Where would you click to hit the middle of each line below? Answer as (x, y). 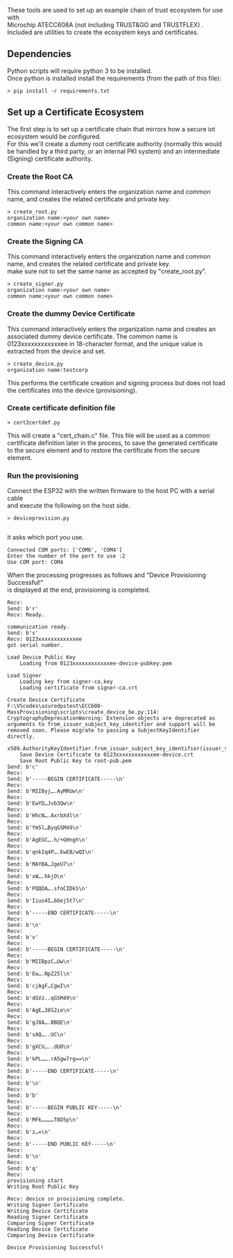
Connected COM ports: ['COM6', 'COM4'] (65, 550)
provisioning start (35, 1181)
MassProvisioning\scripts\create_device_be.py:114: (83, 712)
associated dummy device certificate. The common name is (93, 336)
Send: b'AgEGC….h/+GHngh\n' (48, 840)
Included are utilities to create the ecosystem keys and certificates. (103, 32)
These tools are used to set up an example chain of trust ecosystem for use (115, 10)
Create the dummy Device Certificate (71, 314)
